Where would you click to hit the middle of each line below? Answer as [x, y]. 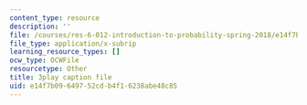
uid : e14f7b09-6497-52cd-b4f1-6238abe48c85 [94, 86]
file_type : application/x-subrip [73, 43]
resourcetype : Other [49, 69]
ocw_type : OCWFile [44, 60]
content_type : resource [55, 18]
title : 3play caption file [61, 78]
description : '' [40, 26]
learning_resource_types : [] [65, 52]
